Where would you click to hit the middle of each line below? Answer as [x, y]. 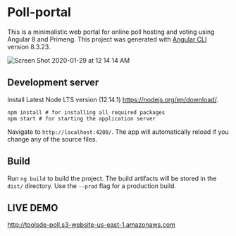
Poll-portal [39, 12]
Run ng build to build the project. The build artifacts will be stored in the [112, 178]
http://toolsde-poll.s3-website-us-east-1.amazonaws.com [92, 225]
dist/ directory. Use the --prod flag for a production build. [92, 186]
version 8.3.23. [29, 46]
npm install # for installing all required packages [86, 112]
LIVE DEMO [33, 207]
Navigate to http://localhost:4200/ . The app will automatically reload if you [118, 132]
